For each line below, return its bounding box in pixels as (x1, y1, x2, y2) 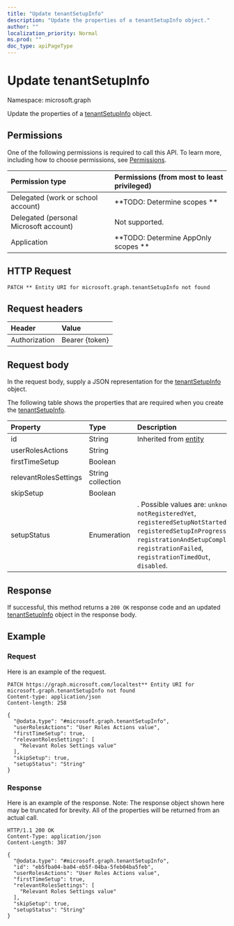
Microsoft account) (10, 221, 74, 231)
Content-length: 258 (7, 699, 68, 706)
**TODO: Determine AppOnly (114, 233, 212, 242)
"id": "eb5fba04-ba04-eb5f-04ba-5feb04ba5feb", (13, 863, 155, 870)
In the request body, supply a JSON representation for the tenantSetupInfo (7, 378, 221, 386)
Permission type (10, 176, 67, 186)
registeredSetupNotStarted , (136, 517, 228, 527)
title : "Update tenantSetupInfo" (7, 10, 104, 17)
